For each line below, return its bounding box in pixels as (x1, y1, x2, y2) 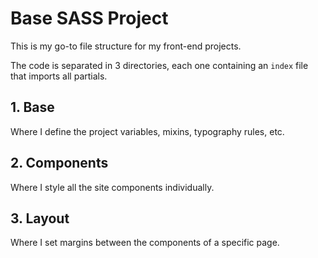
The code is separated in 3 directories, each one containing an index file (10, 59, 309, 71)
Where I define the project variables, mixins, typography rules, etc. (10, 125, 285, 137)
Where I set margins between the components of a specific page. (10, 237, 280, 249)
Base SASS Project (10, 7, 169, 30)
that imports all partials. (10, 70, 108, 82)
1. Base (10, 99, 55, 116)
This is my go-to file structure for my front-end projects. (10, 40, 242, 52)
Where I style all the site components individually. (10, 181, 215, 193)
